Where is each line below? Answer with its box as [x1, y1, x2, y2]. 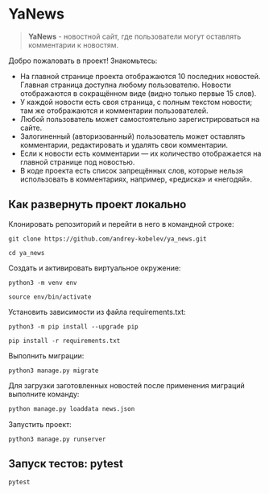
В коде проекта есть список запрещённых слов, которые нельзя [19, 165, 243, 175]
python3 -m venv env [8, 278, 78, 287]
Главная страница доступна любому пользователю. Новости [19, 80, 232, 90]
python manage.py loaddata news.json [8, 404, 135, 412]
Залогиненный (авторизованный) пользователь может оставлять [19, 131, 246, 141]
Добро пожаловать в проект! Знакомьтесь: [8, 56, 158, 65]
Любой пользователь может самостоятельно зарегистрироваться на [19, 114, 260, 123]
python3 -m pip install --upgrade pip [8, 322, 139, 331]
